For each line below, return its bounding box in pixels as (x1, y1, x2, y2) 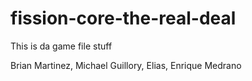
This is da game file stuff (10, 40, 113, 52)
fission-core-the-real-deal (10, 7, 237, 30)
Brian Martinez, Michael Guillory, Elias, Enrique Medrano (10, 59, 242, 71)
